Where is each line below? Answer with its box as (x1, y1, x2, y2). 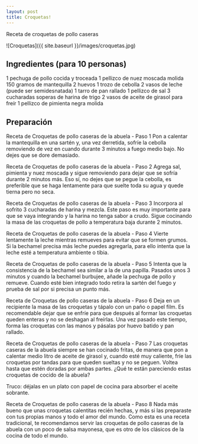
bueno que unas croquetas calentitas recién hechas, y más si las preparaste (6, 407, 192, 414)
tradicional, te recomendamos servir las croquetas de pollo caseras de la (6, 420, 184, 427)
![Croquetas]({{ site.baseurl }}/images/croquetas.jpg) (6, 42, 136, 49)
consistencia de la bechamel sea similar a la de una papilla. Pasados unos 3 (6, 267, 191, 274)
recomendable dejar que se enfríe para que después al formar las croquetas (6, 310, 192, 317)
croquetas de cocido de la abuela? (6, 371, 90, 379)
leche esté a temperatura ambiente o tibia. (6, 249, 109, 256)
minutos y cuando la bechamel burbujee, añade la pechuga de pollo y (6, 273, 176, 280)
